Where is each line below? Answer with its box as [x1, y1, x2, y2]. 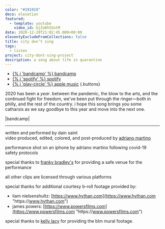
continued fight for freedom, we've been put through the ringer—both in [5, 96, 151, 102]
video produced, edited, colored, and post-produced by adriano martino [5, 135, 151, 141]
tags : [5, 44, 16, 49]
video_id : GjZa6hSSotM [14, 25, 60, 30]
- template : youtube [9, 21, 52, 26]
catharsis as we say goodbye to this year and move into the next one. [5, 106, 146, 112]
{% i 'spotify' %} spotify [12, 76, 61, 82]
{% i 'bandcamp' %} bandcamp [12, 71, 77, 76]
